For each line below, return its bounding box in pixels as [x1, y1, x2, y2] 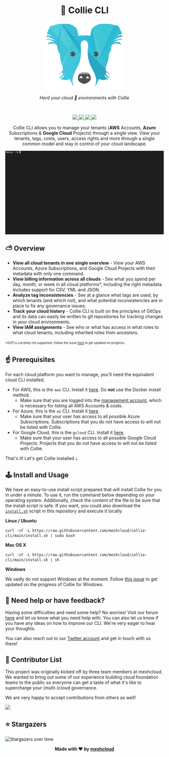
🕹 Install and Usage [5, 471, 69, 479]
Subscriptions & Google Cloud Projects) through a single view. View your [9, 130, 160, 136]
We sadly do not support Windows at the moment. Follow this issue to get [5, 576, 158, 582]
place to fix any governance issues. [12, 303, 87, 309]
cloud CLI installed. [5, 377, 45, 383]
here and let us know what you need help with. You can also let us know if [5, 615, 158, 621]
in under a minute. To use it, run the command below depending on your [5, 492, 155, 498]
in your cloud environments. [12, 319, 71, 325]
